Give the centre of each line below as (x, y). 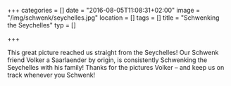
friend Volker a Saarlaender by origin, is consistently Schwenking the (107, 60)
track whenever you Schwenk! (51, 75)
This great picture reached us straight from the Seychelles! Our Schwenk (113, 53)
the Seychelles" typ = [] (42, 25)
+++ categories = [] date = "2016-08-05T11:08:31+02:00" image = (104, 10)
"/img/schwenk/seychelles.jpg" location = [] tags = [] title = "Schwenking (113, 18)
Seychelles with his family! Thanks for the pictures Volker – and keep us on (116, 67)
